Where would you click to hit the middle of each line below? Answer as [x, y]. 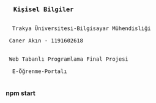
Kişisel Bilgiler [43, 9]
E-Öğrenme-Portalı [40, 71]
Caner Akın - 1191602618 [46, 41]
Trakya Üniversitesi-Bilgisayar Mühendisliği [81, 29]
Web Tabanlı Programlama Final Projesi [69, 59]
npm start [21, 93]
